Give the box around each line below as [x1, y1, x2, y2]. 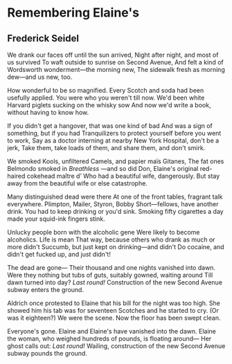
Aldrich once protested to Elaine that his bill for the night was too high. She [7, 299, 220, 307]
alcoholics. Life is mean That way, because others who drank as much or [7, 235, 215, 244]
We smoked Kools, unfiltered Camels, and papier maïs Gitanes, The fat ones [7, 157, 224, 165]
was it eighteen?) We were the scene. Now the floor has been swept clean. [7, 313, 221, 322]
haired [7, 172, 26, 180]
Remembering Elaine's [7, 5, 140, 21]
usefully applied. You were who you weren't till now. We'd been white [7, 93, 205, 102]
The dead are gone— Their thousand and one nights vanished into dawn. [7, 264, 216, 271]
